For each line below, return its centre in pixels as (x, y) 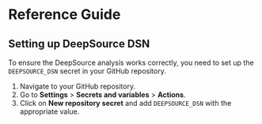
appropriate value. (49, 111)
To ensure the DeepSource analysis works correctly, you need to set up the (131, 62)
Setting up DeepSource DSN (79, 44)
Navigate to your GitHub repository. (78, 86)
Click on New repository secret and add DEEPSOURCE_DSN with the (125, 103)
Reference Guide (65, 15)
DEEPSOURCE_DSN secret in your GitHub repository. (87, 71)
